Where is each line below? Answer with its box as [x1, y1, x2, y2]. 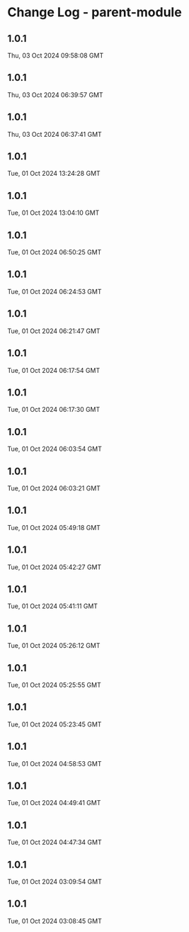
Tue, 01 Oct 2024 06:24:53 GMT [7, 287, 102, 296]
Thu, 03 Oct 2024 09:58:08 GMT [7, 51, 104, 60]
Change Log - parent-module [7, 4, 182, 21]
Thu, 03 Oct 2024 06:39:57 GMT [7, 90, 104, 99]
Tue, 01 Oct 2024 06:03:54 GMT [7, 444, 103, 454]
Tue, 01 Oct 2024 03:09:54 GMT [7, 877, 103, 886]
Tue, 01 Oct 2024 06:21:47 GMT [7, 327, 101, 335]
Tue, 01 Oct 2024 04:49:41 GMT [7, 799, 101, 807]
